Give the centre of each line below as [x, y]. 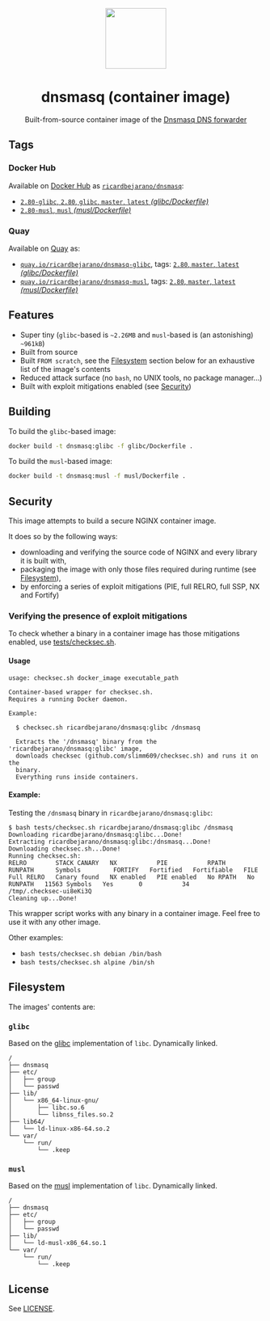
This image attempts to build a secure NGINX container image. [112, 521]
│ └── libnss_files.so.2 [61, 1114]
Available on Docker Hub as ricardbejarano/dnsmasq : [96, 185]
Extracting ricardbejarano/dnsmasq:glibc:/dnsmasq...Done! [110, 842]
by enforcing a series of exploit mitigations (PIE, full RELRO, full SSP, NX [140, 587]
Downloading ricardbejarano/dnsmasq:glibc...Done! [95, 834]
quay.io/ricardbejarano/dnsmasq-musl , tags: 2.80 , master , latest [128, 281]
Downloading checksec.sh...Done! [65, 849]
